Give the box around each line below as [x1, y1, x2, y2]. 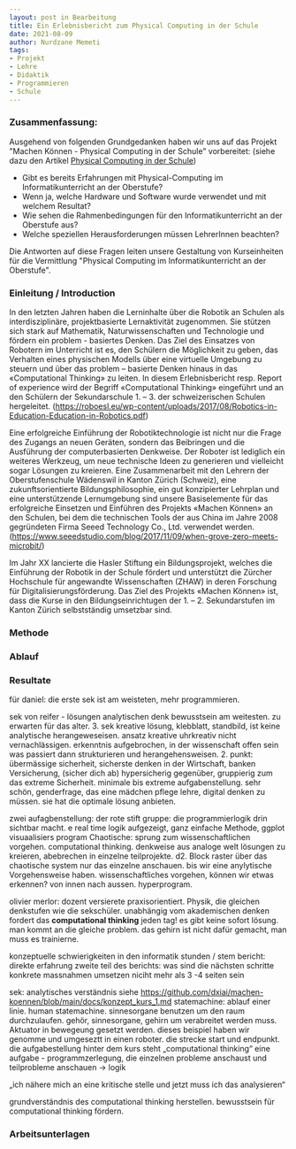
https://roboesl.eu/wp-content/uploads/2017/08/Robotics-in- [55, 401, 278, 412]
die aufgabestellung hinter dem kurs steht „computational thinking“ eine [9, 1044, 271, 1054]
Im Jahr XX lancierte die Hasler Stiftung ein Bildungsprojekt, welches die [9, 558, 273, 568]
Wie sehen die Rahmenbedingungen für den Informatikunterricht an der [21, 210, 283, 220]
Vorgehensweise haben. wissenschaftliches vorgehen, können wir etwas [9, 869, 274, 881]
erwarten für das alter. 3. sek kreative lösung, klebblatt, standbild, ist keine [9, 721, 281, 731]
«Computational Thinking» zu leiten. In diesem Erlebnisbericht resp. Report [9, 373, 283, 383]
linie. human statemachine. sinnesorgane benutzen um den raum [9, 1006, 246, 1016]
